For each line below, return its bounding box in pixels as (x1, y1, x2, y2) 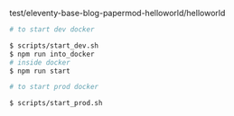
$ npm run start (9, 67, 70, 76)
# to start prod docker (9, 83, 99, 92)
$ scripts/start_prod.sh (9, 99, 103, 108)
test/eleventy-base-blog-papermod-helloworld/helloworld (9, 8, 226, 18)
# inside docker (9, 58, 70, 67)
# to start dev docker (9, 25, 95, 34)
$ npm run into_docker (9, 49, 95, 58)
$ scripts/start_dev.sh (9, 40, 99, 50)
